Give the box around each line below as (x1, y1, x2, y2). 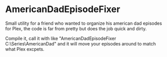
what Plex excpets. (5, 46, 44, 52)
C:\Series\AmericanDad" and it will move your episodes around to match (5, 40, 156, 46)
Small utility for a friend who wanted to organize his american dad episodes (5, 20, 162, 26)
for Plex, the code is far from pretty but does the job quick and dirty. (5, 25, 147, 31)
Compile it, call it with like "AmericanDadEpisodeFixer (5, 35, 117, 41)
